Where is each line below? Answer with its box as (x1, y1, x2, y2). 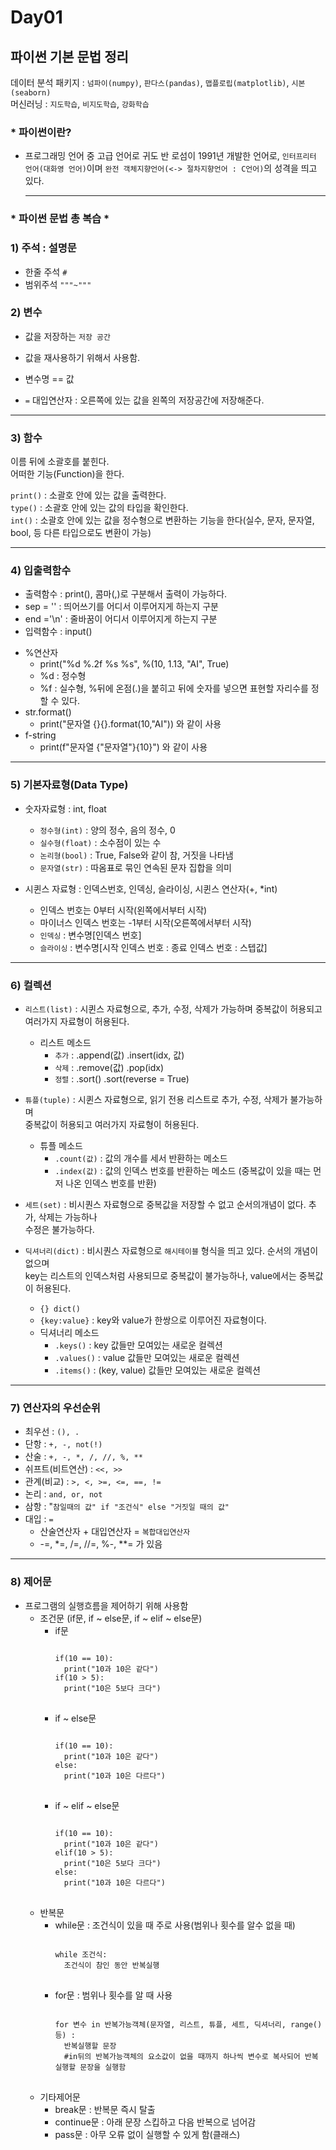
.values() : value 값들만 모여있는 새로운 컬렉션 (54, 1352, 240, 1363)
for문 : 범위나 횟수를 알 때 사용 (54, 1989, 173, 2001)
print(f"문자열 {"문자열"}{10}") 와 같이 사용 (39, 741, 208, 753)
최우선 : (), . (24, 1426, 80, 1438)
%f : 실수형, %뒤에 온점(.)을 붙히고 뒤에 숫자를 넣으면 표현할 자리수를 (39, 682, 309, 695)
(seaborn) (10, 88, 52, 98)
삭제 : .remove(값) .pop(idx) (54, 1062, 164, 1073)
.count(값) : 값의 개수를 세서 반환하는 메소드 (54, 1152, 228, 1164)
